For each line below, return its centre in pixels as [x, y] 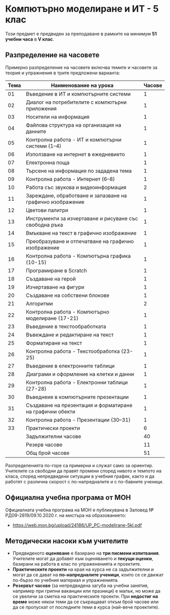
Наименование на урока [82, 85]
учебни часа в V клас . [30, 39]
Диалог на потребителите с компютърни [76, 102]
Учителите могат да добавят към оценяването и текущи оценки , [83, 559]
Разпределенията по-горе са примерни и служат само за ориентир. [79, 465]
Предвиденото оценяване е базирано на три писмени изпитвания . [86, 553]
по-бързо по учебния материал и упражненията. [66, 580]
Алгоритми [39, 303]
